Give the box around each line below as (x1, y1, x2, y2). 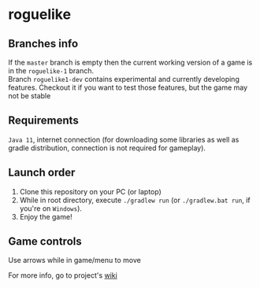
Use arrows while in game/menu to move (8, 256, 142, 265)
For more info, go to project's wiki (8, 271, 118, 280)
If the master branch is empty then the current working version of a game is (8, 57, 253, 67)
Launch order (8, 166, 76, 179)
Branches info (8, 37, 79, 50)
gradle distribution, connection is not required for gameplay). (8, 143, 206, 153)
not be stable (8, 91, 51, 100)
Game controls (8, 234, 82, 249)
